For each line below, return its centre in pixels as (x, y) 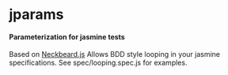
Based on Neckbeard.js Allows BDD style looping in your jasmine (115, 54)
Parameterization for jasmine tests (67, 36)
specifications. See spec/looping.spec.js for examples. (98, 63)
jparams (36, 15)
